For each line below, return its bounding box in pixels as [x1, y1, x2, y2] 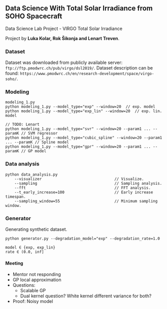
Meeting [5, 260, 24, 266]
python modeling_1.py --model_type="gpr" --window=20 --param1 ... [5, 144, 151, 149]
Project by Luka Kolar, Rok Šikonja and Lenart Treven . [5, 35, 120, 41]
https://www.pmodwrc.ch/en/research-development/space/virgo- [20, 71, 154, 77]
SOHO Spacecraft [5, 12, 62, 21]
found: [5, 71, 19, 77]
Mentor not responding [12, 271, 61, 278]
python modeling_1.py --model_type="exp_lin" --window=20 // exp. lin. [5, 109, 162, 114]
